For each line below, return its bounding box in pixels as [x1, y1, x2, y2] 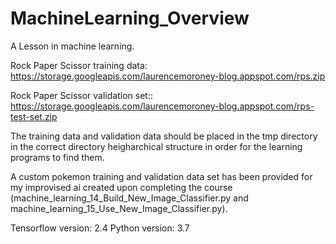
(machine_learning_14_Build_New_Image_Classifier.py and [10, 192, 249, 204]
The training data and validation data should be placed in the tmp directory [10, 130, 318, 142]
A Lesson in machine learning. [10, 40, 135, 52]
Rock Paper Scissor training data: [10, 59, 148, 71]
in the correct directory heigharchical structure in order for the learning [10, 140, 303, 152]
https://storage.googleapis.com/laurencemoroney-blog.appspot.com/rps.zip [10, 70, 326, 82]
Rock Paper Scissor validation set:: [10, 89, 153, 101]
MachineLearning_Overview [10, 7, 250, 30]
